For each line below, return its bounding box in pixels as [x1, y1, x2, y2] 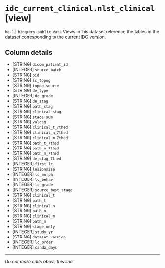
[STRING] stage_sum [12, 114, 53, 119]
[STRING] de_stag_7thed [12, 155, 61, 161]
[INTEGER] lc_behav [12, 176, 53, 182]
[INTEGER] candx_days [12, 244, 57, 250]
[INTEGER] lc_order [12, 239, 53, 245]
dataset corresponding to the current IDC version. [5, 34, 106, 40]
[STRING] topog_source [12, 82, 59, 88]
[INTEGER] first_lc [12, 160, 53, 166]
